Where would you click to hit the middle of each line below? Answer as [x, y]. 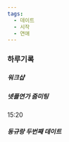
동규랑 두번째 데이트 [34, 131]
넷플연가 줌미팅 [28, 96]
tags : [15, 14]
